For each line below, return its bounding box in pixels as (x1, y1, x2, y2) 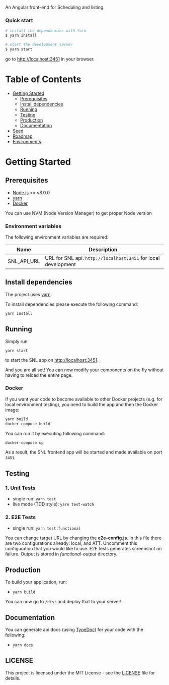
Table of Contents (5, 73, 81, 85)
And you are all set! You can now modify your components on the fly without (5, 367, 164, 373)
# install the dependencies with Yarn (5, 28, 87, 33)
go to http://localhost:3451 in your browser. (5, 55, 95, 62)
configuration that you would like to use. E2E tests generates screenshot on (5, 546, 162, 552)
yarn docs (12, 643, 34, 648)
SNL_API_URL (8, 258, 40, 265)
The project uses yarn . (5, 291, 52, 297)
